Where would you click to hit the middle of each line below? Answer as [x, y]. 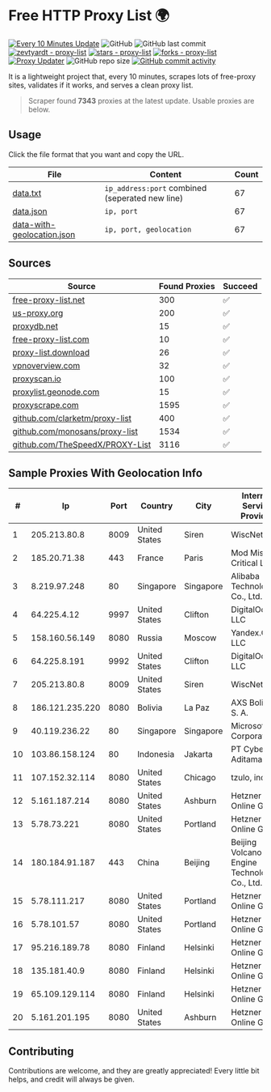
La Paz [197, 707]
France [150, 558]
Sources [30, 263]
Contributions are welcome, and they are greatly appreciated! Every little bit [134, 1071]
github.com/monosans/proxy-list [75, 431]
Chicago [200, 778]
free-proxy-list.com [51, 339]
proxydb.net [35, 326]
